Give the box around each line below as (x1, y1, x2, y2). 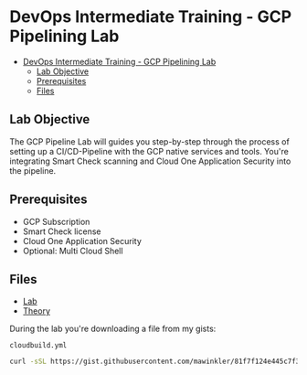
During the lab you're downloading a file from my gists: (9, 323, 217, 335)
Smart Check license (22, 226, 101, 237)
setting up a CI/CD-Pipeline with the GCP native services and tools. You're (9, 145, 290, 156)
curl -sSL (9, 357, 48, 367)
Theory (22, 305, 51, 316)
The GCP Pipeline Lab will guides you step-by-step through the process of (9, 135, 290, 147)
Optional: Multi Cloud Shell (22, 245, 123, 256)
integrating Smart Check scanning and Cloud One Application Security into (9, 155, 291, 166)
